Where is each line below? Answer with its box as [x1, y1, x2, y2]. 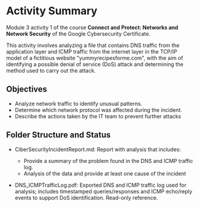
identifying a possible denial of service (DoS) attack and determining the [6, 61, 184, 68]
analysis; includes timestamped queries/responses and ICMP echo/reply [14, 187, 192, 195]
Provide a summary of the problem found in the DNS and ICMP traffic [23, 157, 194, 164]
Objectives [6, 84, 48, 95]
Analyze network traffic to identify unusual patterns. [14, 100, 143, 107]
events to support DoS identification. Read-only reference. [14, 194, 159, 201]
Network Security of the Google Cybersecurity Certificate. [6, 30, 151, 37]
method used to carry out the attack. [6, 67, 96, 74]
